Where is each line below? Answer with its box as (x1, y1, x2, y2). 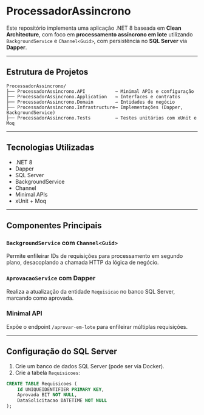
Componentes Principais (6, 220, 102, 231)
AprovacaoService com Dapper (6, 274, 96, 283)
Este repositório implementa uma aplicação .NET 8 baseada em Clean (6, 24, 182, 32)
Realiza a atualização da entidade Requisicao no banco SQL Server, (6, 288, 175, 295)
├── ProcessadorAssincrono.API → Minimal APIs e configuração (6, 88, 194, 95)
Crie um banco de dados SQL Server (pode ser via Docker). (15, 362, 165, 369)
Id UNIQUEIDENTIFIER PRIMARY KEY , (17, 386, 104, 393)
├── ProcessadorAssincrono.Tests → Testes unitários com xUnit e (6, 115, 197, 121)
